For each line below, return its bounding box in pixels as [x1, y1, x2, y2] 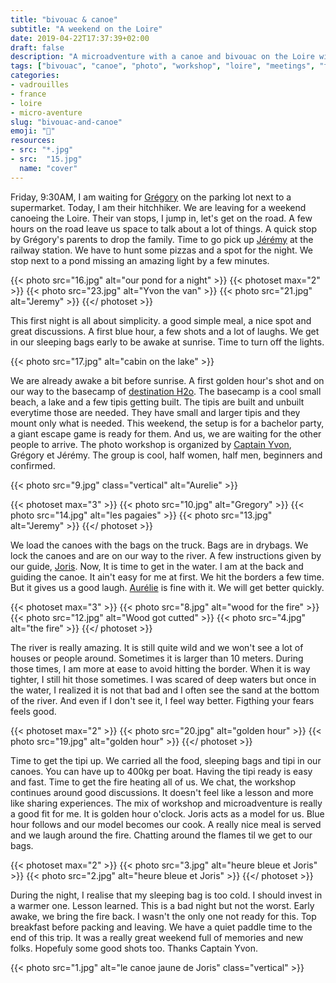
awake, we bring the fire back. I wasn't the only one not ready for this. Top [10, 910, 317, 922]
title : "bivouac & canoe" [10, 14, 118, 25]
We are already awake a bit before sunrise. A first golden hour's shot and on [10, 374, 325, 386]
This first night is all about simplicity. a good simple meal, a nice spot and [10, 314, 312, 326]
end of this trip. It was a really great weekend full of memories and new [10, 931, 304, 943]
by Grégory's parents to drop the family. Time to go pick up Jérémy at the [10, 233, 314, 245]
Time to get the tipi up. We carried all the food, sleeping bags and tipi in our [10, 754, 322, 766]
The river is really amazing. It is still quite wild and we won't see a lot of [10, 641, 304, 653]
